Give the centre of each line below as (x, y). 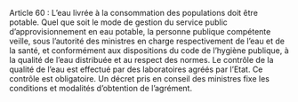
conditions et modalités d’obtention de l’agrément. (101, 88)
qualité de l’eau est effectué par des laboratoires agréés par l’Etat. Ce (136, 69)
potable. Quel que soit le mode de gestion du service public (119, 22)
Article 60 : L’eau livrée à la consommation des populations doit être (133, 13)
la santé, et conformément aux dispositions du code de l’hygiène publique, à (149, 51)
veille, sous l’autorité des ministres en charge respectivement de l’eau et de (147, 41)
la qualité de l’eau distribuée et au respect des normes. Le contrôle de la (141, 60)
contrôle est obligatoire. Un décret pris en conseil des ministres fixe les (139, 78)
